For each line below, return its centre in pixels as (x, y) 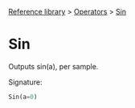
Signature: (25, 82)
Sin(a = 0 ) (23, 97)
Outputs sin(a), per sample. (53, 66)
